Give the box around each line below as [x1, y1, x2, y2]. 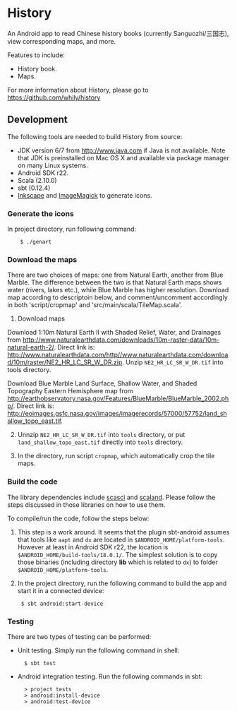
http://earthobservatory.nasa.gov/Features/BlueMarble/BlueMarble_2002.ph [7, 394, 229, 403]
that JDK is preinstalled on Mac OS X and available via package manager [17, 153, 229, 162]
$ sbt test [24, 659, 56, 667]
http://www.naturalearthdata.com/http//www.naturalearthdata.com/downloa [7, 351, 229, 359]
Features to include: [7, 51, 66, 59]
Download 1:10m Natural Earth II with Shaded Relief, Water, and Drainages [7, 328, 221, 337]
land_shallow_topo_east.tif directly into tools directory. [17, 438, 183, 446]
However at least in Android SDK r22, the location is [17, 542, 169, 551]
